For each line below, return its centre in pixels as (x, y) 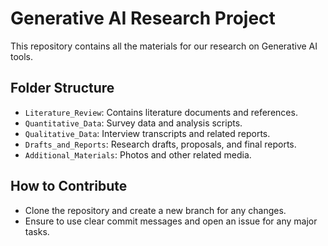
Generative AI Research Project (143, 18)
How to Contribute (69, 186)
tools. (22, 56)
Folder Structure (62, 88)
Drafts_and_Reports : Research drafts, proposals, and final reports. (160, 144)
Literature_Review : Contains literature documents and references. (161, 112)
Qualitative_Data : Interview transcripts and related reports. (147, 133)
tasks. (37, 231)
